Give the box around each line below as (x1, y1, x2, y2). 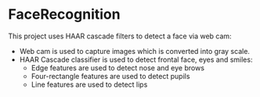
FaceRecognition (8, 5, 121, 23)
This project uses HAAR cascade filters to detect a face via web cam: (8, 31, 233, 41)
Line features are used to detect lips (31, 80, 148, 89)
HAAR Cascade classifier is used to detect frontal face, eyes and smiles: (19, 55, 253, 64)
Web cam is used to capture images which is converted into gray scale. (19, 46, 251, 56)
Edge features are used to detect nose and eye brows (31, 63, 205, 72)
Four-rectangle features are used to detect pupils (31, 71, 190, 81)
